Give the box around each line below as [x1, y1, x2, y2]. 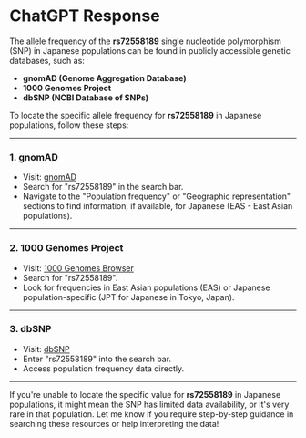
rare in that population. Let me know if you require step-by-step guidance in [9, 408, 294, 420]
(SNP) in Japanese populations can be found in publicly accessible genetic [9, 45, 291, 56]
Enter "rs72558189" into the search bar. [22, 353, 171, 364]
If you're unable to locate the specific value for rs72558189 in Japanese [9, 389, 281, 400]
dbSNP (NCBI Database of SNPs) [22, 92, 149, 103]
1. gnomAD [9, 151, 59, 163]
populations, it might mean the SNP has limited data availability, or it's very [9, 399, 290, 410]
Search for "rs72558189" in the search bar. [22, 182, 184, 193]
